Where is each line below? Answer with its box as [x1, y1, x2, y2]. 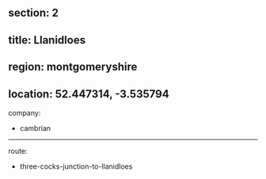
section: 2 [8, 6, 59, 20]
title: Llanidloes [8, 33, 85, 47]
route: [8, 146, 28, 155]
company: [8, 108, 41, 117]
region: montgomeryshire [8, 60, 138, 74]
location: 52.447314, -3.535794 [8, 87, 169, 101]
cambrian [19, 123, 51, 133]
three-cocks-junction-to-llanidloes [19, 162, 133, 171]
